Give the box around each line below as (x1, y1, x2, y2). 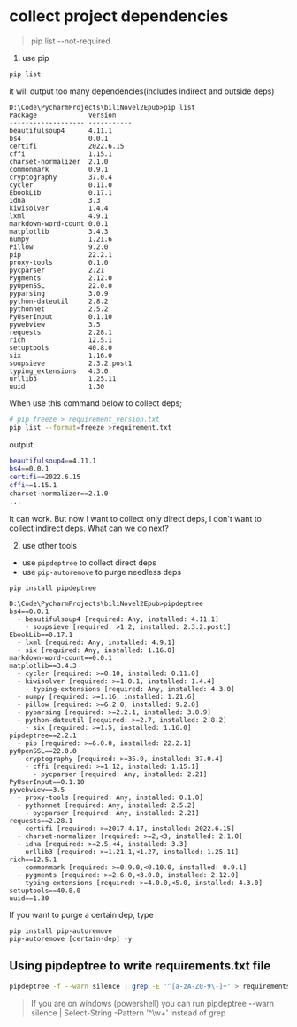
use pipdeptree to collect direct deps (21, 556, 157, 568)
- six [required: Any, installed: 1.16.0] (17, 645, 176, 655)
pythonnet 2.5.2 (9, 304, 109, 314)
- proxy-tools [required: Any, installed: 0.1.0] (17, 793, 203, 802)
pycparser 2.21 (9, 266, 104, 275)
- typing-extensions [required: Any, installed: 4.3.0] (25, 684, 236, 693)
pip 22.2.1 (9, 250, 113, 259)
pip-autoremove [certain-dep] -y (9, 934, 133, 943)
